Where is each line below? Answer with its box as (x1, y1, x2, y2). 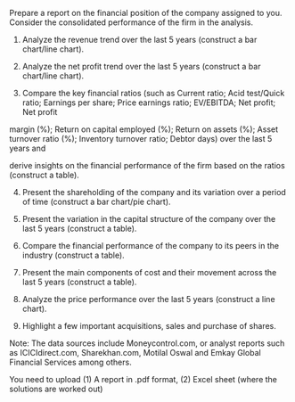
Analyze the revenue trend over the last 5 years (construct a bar (21, 35, 258, 45)
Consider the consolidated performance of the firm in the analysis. (9, 17, 254, 28)
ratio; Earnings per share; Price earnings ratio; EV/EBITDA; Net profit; (21, 97, 276, 108)
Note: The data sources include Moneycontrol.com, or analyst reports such (9, 338, 285, 349)
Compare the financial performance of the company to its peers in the (21, 241, 279, 250)
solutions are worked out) (9, 383, 103, 394)
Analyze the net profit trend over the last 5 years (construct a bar (21, 62, 261, 71)
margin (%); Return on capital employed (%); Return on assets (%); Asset (9, 124, 279, 135)
